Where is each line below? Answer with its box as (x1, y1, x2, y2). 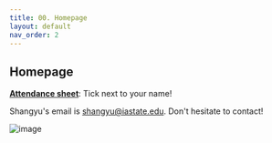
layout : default (9, 22, 71, 31)
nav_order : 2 (9, 30, 59, 39)
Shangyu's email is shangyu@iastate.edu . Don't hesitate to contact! (9, 106, 264, 117)
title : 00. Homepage (9, 13, 89, 23)
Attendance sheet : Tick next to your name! (9, 88, 173, 99)
